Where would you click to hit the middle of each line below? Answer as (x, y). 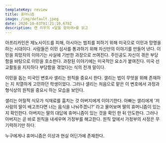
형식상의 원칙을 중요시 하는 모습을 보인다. (45, 90)
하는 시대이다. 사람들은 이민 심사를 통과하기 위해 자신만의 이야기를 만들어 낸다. (81, 49)
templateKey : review (27, 10)
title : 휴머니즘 (20, 14)
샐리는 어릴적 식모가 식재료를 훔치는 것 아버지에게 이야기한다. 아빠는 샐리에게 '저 (83, 101)
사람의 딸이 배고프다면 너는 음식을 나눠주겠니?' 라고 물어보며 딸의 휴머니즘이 (78, 107)
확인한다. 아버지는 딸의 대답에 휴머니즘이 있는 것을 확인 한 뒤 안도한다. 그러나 (84, 113)
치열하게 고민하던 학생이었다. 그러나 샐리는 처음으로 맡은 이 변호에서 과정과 (88, 84)
